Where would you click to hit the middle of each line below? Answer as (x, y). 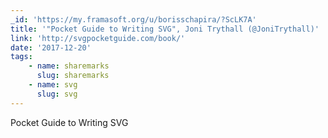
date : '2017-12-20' (51, 47)
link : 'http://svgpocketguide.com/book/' (98, 38)
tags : (21, 57)
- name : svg (53, 85)
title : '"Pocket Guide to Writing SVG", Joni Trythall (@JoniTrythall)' (165, 29)
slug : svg (57, 94)
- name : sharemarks (69, 66)
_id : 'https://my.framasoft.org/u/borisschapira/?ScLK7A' (133, 19)
